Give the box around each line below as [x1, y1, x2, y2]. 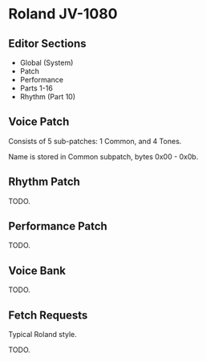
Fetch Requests [8, 308, 88, 322]
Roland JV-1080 [8, 5, 118, 23]
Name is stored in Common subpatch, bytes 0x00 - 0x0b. [8, 151, 199, 161]
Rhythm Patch [8, 175, 80, 189]
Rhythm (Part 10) [19, 92, 76, 101]
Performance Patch [8, 219, 108, 233]
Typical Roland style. [8, 330, 78, 339]
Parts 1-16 [19, 83, 54, 93]
